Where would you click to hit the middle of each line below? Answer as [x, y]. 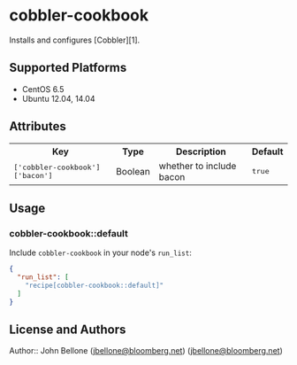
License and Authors [68, 330]
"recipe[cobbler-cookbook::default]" [95, 285]
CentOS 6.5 [43, 89]
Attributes [38, 126]
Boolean [133, 171]
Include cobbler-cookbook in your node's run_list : [100, 252]
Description [201, 151]
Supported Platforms [68, 68]
